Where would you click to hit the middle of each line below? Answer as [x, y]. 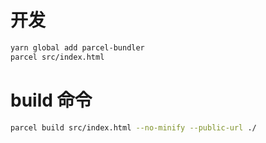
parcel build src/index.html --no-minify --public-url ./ [133, 127]
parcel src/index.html [57, 57]
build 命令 [51, 100]
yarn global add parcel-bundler [77, 47]
